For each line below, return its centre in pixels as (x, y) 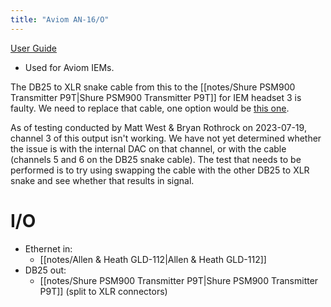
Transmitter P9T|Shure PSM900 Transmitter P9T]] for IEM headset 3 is (156, 97)
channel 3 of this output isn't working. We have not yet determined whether (166, 138)
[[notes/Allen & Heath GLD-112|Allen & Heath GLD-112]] (153, 259)
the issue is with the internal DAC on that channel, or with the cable (148, 148)
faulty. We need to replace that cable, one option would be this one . (150, 108)
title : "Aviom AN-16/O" (60, 19)
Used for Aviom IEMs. (69, 67)
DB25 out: (45, 270)
